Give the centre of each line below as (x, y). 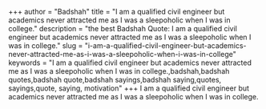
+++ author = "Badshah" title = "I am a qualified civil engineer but (117, 12)
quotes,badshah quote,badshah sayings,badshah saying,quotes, (115, 80)
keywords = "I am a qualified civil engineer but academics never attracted (130, 63)
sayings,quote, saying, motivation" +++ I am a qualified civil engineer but (129, 88)
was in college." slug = (46, 46)
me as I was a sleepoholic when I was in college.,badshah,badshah (119, 71)
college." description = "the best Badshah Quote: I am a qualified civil (123, 28)
